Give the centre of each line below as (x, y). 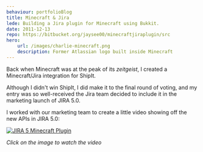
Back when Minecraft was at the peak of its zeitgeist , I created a (87, 69)
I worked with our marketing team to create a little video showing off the (97, 112)
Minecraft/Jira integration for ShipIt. (51, 75)
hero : (13, 40)
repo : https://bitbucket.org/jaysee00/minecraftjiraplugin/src (88, 35)
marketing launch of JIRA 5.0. (43, 100)
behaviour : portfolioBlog (39, 12)
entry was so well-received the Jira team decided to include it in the (92, 94)
